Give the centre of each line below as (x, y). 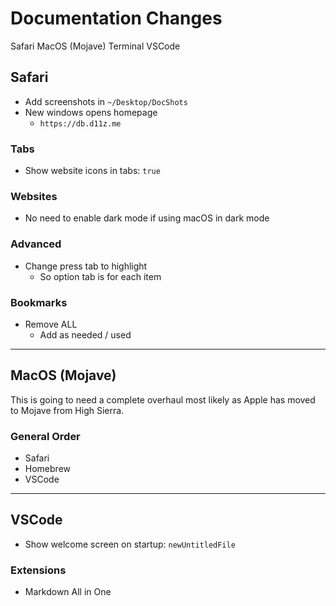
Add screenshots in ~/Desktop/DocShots (106, 101)
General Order (45, 436)
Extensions (38, 570)
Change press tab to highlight (86, 266)
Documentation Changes (116, 18)
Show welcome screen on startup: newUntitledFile (130, 544)
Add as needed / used (85, 334)
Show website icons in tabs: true (92, 171)
